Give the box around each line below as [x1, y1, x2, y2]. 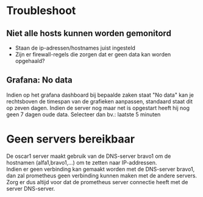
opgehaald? [15, 58, 45, 64]
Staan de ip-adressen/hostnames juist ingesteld [15, 44, 136, 51]
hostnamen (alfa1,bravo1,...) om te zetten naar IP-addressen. [6, 158, 157, 166]
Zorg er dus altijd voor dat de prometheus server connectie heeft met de [6, 178, 188, 185]
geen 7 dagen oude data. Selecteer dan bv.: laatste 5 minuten [6, 111, 161, 118]
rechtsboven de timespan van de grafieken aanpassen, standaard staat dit [6, 97, 193, 105]
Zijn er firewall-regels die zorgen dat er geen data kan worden [15, 51, 171, 58]
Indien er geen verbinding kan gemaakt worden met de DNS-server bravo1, [6, 165, 195, 173]
